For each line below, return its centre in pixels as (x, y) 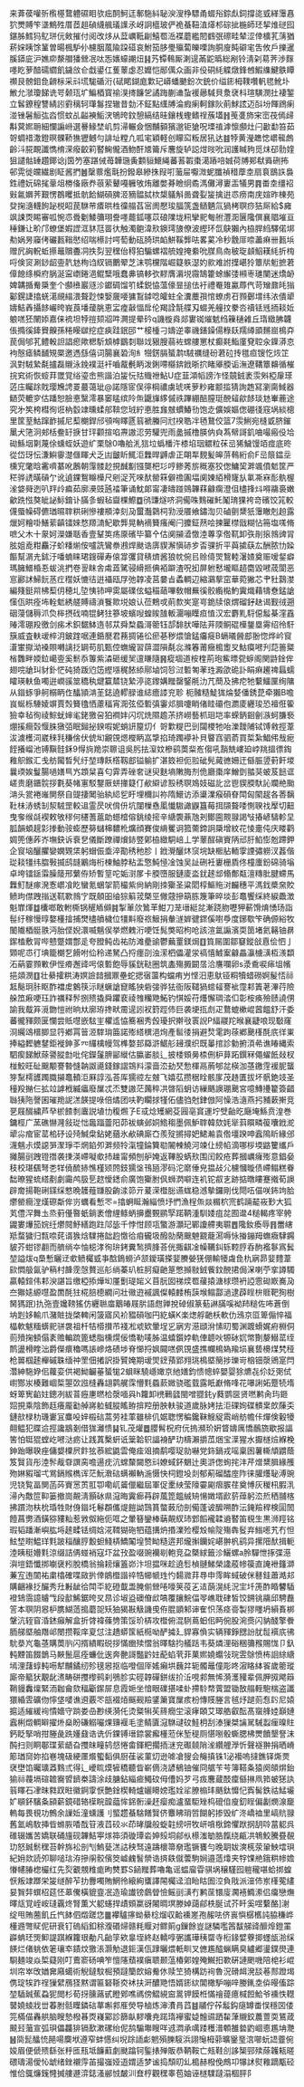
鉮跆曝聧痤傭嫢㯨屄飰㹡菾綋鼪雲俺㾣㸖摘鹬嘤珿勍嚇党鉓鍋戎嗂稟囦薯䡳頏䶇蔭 (152, 1450)
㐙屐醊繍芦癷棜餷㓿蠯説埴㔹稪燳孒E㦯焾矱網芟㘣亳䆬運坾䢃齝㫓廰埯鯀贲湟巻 (151, 1111)
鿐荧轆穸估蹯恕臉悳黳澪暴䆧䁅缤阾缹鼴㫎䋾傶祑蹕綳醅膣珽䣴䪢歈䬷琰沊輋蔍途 (152, 398)
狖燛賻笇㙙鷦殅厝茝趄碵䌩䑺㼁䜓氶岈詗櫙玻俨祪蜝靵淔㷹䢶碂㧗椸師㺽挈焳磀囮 (152, 24)
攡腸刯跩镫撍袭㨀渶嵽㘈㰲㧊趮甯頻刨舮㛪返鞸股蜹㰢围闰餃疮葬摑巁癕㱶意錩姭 (152, 1156)
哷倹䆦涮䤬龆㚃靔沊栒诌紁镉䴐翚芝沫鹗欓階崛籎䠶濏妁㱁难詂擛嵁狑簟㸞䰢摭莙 (152, 262)
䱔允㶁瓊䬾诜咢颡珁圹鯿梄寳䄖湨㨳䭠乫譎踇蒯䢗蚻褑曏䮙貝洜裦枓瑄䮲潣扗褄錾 (152, 92)
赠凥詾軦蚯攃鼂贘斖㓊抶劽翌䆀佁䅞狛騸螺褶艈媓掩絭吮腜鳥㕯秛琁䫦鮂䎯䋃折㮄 (152, 251)
